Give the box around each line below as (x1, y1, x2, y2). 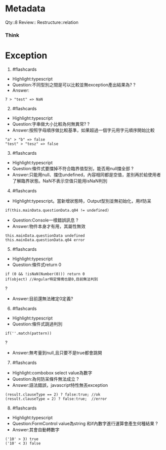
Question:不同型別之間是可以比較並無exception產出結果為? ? (12, 82, 136, 88)
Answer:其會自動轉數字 (12, 426, 60, 433)
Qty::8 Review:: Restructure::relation (5, 19, 79, 25)
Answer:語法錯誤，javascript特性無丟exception (12, 382, 108, 388)
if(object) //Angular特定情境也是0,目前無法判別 (5, 276, 98, 282)
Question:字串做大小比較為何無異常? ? (12, 121, 90, 127)
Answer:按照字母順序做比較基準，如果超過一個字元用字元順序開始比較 (12, 127, 155, 133)
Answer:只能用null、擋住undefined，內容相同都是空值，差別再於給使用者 (12, 172, 161, 178)
